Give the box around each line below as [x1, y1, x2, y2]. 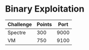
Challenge [7, 21, 32, 28]
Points [36, 21, 52, 28]
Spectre [7, 29, 26, 36]
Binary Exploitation [5, 3, 85, 15]
